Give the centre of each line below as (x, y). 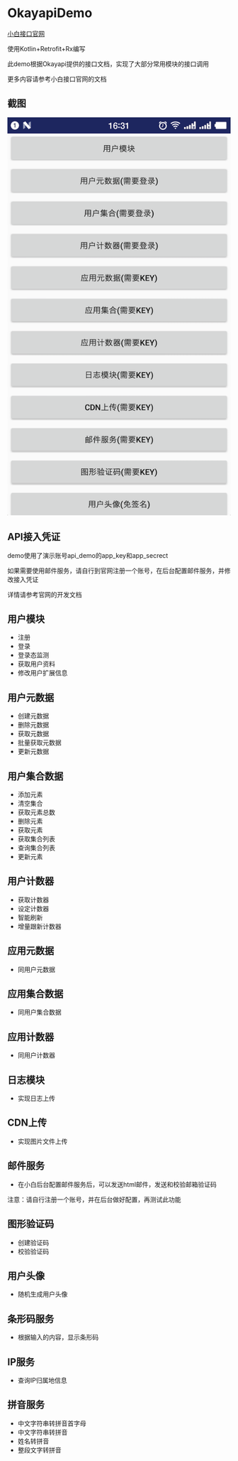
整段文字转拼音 (39, 1450)
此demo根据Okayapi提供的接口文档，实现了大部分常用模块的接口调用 (108, 64)
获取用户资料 (36, 664)
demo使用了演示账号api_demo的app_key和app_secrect (88, 555)
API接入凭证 (34, 537)
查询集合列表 (36, 848)
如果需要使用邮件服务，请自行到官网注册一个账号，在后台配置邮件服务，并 (116, 571)
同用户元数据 (36, 969)
